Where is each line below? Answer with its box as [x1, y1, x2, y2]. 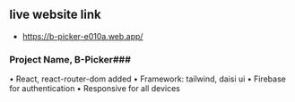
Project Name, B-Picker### [9, 53, 132, 65]
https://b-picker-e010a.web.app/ [22, 30, 143, 41]
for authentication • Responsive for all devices [9, 83, 181, 94]
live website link [9, 7, 101, 22]
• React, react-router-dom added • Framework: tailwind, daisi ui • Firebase [9, 73, 287, 84]
